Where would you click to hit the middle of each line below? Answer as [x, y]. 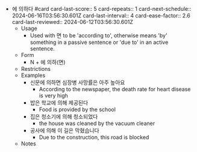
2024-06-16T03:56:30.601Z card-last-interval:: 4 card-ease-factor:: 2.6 [101, 16]
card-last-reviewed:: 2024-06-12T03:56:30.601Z [73, 22]
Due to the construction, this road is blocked [94, 137]
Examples [33, 75]
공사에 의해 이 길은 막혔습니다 [64, 130]
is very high [53, 96]
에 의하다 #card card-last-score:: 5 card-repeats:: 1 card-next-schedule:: [102, 9]
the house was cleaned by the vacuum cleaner [97, 123]
